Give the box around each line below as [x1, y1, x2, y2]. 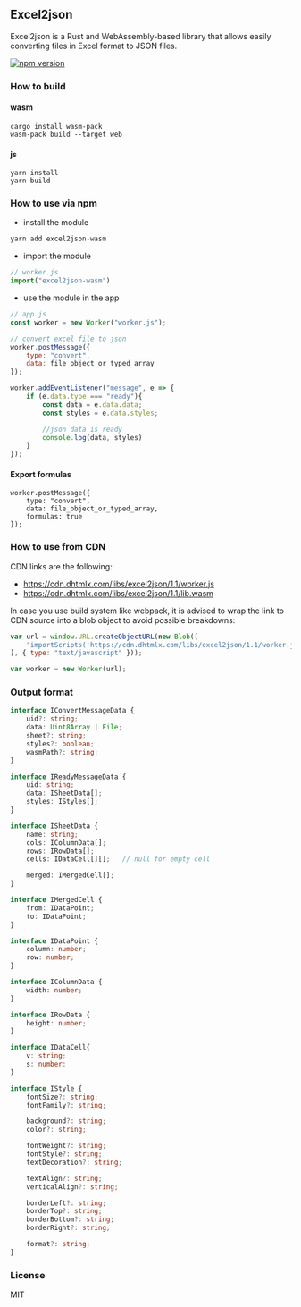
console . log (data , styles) [42, 433, 143, 442]
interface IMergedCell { [10, 896, 103, 905]
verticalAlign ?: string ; [26, 1182, 119, 1192]
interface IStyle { [10, 1084, 83, 1093]
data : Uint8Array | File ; [26, 723, 123, 732]
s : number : [26, 1059, 67, 1069]
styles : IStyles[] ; [26, 797, 99, 806]
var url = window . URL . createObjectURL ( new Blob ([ [10, 632, 199, 641]
